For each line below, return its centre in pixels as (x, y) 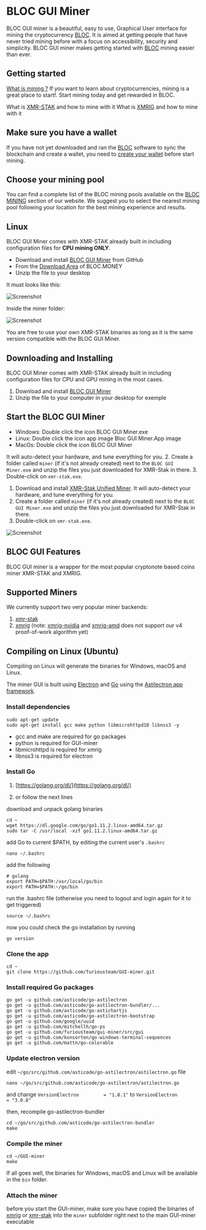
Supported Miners (42, 593)
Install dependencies (38, 707)
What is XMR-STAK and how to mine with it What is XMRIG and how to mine (102, 107)
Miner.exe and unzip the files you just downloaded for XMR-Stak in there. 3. (102, 470)
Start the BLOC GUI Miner (56, 417)
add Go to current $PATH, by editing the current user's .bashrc (86, 842)
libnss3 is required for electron (54, 756)
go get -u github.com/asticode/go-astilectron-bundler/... (83, 1006)
